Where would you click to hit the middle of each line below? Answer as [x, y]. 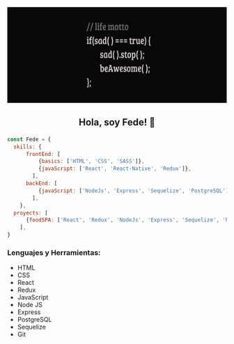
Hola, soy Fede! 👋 [117, 122]
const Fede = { [29, 139]
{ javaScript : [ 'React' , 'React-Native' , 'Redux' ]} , [115, 169]
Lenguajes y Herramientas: [54, 252]
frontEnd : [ [43, 154]
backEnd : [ [41, 184]
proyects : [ [31, 213]
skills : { [28, 147]
